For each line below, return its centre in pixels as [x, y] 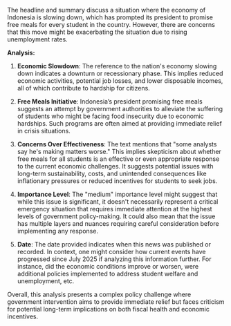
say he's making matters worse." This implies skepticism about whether [119, 152]
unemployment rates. [37, 39]
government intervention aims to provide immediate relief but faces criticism [116, 302]
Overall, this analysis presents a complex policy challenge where [99, 294]
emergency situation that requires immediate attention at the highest [114, 209]
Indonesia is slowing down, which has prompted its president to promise [110, 17]
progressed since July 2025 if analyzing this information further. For [114, 259]
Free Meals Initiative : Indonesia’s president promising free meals [110, 102]
